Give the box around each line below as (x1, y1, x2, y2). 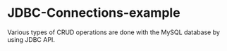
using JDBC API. (7, 35, 55, 43)
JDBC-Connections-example (7, 5, 181, 21)
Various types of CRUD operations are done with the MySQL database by (7, 28, 221, 36)
